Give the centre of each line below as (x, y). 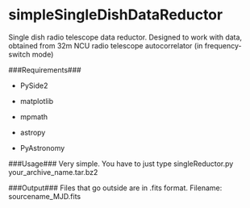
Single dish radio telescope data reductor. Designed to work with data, (125, 37)
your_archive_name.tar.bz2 (53, 172)
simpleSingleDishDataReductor (116, 15)
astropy (33, 132)
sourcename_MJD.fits (45, 196)
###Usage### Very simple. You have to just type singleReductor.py (121, 164)
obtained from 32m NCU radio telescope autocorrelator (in (106, 45)
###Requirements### (45, 69)
